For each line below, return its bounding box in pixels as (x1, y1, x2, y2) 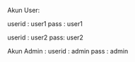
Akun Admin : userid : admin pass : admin (7, 47, 129, 55)
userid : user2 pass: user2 (7, 33, 83, 42)
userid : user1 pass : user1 (7, 20, 83, 27)
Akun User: (7, 6, 40, 14)
